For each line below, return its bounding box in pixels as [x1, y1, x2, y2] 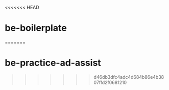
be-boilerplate [5, 22, 67, 34]
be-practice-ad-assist [5, 57, 102, 69]
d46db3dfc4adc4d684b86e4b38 [93, 74, 164, 80]
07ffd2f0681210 [93, 79, 127, 85]
